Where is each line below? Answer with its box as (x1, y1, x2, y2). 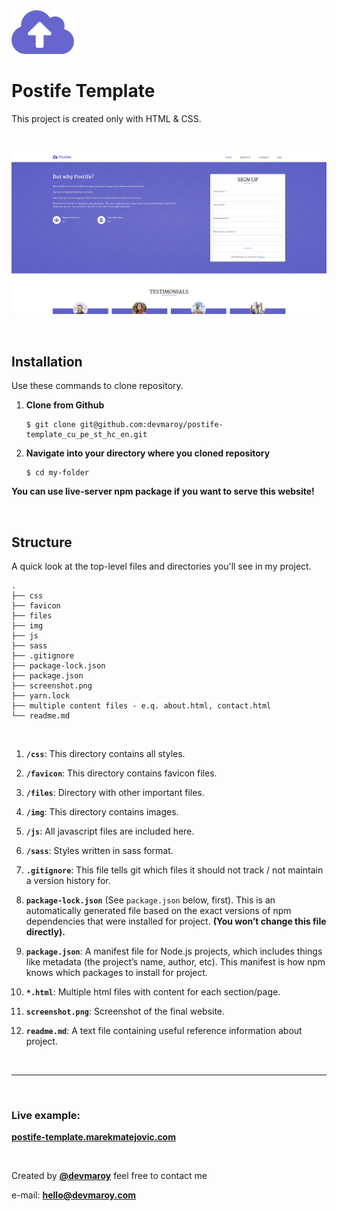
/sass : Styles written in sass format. (25, 844, 174, 856)
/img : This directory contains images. (25, 805, 179, 818)
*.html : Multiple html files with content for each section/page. (25, 985, 281, 998)
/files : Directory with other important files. (25, 786, 205, 798)
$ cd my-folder (25, 468, 90, 478)
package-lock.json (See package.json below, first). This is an (25, 894, 276, 906)
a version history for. (25, 874, 111, 886)
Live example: (11, 1108, 81, 1122)
